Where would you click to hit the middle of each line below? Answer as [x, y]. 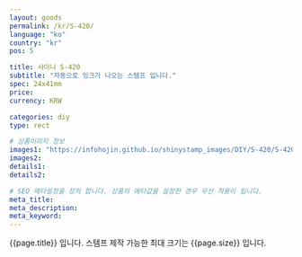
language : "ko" [38, 34]
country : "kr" [36, 43]
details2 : [28, 175]
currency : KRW [36, 101]
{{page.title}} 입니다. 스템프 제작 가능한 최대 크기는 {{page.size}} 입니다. [138, 243]
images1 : [26, 150]
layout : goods [36, 18]
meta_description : [44, 208]
